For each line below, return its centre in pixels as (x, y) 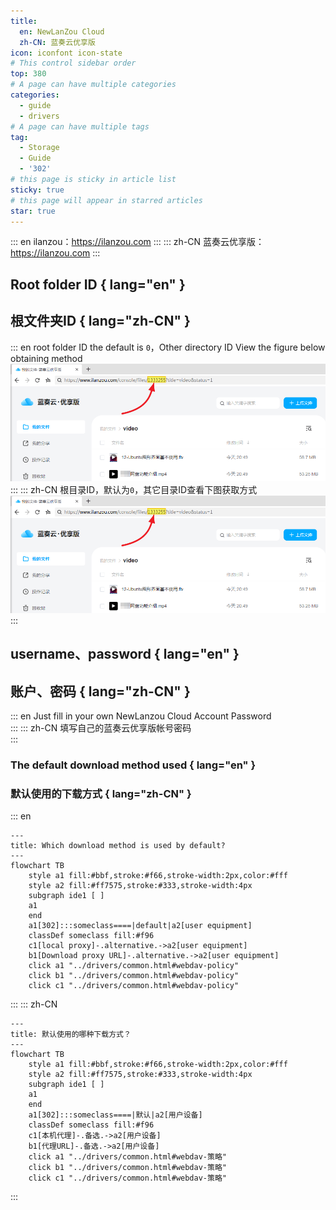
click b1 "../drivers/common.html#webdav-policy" (134, 976)
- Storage (39, 148)
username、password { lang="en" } (125, 654)
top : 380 (28, 74)
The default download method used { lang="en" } (133, 765)
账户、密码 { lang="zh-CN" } (100, 691)
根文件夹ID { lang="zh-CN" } (100, 321)
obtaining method (46, 358)
